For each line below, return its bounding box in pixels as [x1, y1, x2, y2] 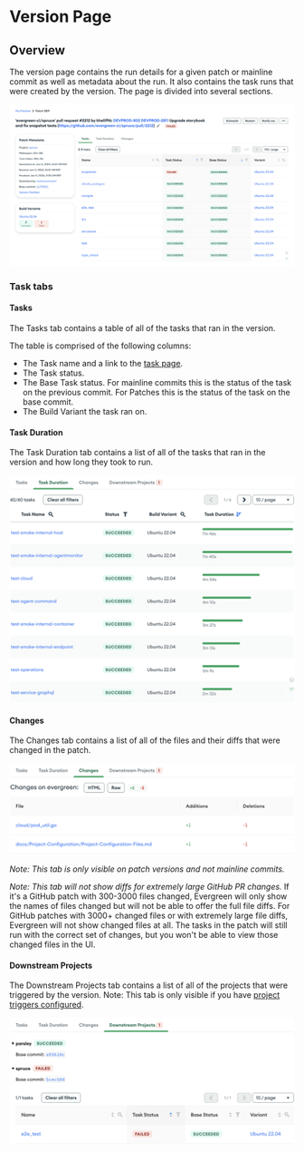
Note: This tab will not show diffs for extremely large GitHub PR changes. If [9, 882, 290, 893]
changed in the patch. [9, 745, 91, 756]
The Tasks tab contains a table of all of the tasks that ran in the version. [9, 323, 276, 334]
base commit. [22, 396, 74, 407]
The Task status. [22, 367, 85, 378]
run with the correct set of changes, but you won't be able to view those [9, 930, 279, 941]
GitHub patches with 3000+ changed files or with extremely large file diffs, [9, 910, 288, 922]
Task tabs [9, 279, 53, 292]
